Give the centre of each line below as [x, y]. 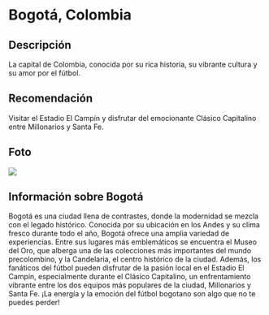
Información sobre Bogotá [76, 197]
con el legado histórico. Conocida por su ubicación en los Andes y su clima [134, 225]
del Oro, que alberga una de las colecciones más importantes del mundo [130, 251]
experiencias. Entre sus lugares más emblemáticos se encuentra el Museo [133, 242]
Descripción [40, 45]
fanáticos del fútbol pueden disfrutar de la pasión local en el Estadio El [127, 268]
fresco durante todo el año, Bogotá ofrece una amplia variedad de [119, 234]
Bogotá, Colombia [70, 15]
